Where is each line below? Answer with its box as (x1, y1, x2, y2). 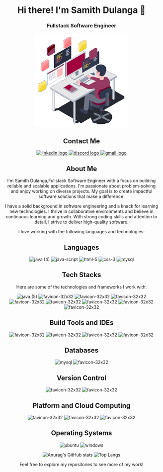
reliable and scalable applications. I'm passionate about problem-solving (7, 183, 156, 189)
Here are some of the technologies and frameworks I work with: (16, 283, 147, 290)
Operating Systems (51, 429, 112, 437)
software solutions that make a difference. (38, 193, 125, 199)
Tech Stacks (62, 271, 101, 279)
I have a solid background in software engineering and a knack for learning (4, 203, 159, 209)
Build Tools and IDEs (49, 318, 114, 327)
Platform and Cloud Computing (32, 401, 131, 410)
